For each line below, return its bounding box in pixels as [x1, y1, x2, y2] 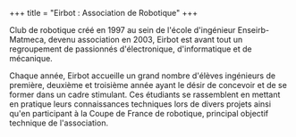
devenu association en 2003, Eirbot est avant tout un [47, 35, 243, 44]
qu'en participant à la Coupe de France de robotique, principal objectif [9, 109, 269, 118]
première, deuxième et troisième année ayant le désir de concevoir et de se [9, 80, 288, 90]
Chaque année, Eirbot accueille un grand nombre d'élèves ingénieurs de [9, 70, 275, 81]
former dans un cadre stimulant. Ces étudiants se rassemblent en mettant [9, 89, 281, 100]
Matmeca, [9, 35, 47, 44]
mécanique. [9, 53, 54, 63]
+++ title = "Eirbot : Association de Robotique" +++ [9, 8, 199, 18]
